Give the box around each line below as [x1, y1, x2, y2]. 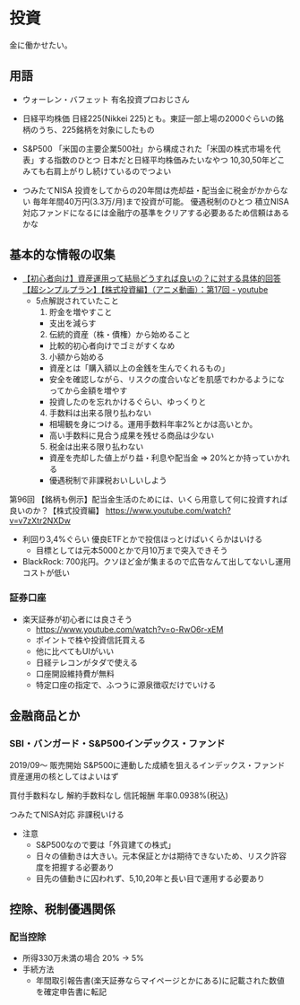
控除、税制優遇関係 [9, 901, 116, 916]
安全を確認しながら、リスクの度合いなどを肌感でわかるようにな [48, 373, 285, 384]
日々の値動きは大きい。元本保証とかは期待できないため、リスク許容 [35, 850, 287, 861]
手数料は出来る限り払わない [48, 407, 152, 418]
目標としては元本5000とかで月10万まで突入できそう [35, 545, 228, 555]
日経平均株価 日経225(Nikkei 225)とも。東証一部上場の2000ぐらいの [21, 113, 277, 124]
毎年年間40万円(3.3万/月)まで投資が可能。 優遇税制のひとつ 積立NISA [32, 196, 289, 206]
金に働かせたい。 [9, 39, 73, 50]
